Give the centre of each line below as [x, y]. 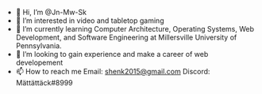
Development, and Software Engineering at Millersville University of [126, 37]
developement [39, 62]
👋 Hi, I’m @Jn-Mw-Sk [51, 12]
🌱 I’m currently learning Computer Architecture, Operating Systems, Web [135, 29]
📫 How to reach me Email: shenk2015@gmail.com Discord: [113, 71]
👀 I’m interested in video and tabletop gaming [90, 21]
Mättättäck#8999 [44, 83]
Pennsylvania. [39, 46]
